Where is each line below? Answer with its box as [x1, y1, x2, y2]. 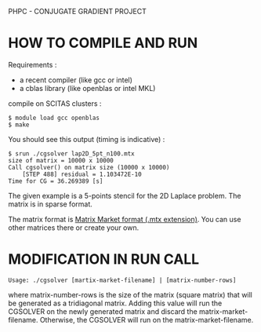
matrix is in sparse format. [8, 199, 92, 209]
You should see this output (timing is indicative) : [8, 134, 165, 144]
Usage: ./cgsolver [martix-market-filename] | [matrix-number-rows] [8, 276, 237, 284]
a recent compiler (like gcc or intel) [19, 75, 133, 85]
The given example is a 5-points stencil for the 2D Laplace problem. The [8, 191, 241, 200]
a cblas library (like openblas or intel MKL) [19, 83, 156, 93]
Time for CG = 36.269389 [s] [8, 177, 103, 185]
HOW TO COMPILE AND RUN [8, 35, 198, 52]
